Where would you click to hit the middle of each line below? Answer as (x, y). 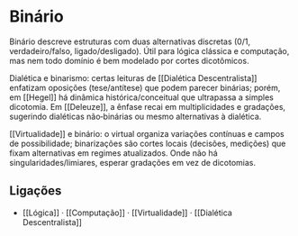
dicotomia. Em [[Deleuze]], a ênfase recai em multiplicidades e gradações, (148, 106)
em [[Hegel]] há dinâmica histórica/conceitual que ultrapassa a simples (142, 97)
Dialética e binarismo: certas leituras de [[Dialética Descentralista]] (133, 77)
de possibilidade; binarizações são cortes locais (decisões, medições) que (148, 143)
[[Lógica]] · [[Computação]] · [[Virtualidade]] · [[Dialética (127, 213)
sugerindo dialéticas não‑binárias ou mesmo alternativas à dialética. (135, 116)
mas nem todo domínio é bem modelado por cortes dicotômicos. (129, 60)
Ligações (36, 191)
